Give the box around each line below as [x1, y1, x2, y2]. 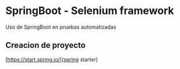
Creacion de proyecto [5, 40, 86, 50]
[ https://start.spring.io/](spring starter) [5, 56, 98, 63]
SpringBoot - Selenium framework [5, 4, 174, 18]
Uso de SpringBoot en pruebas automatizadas [5, 23, 117, 30]
